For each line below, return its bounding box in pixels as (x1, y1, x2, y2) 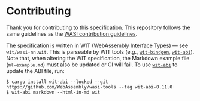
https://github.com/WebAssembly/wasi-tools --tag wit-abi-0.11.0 (6, 84, 172, 90)
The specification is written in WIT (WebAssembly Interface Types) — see (6, 42, 189, 49)
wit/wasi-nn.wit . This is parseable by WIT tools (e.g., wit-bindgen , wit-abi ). (6, 48, 195, 55)
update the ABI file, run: (6, 67, 65, 74)
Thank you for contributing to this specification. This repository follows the (6, 24, 190, 31)
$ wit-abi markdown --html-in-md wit (6, 89, 101, 95)
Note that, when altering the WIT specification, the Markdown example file (6, 54, 190, 62)
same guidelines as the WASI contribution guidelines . (6, 30, 138, 37)
